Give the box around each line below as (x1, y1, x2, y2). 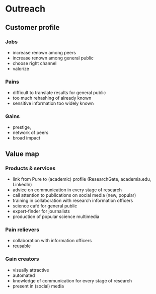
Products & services (5, 165, 56, 172)
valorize (12, 65, 29, 71)
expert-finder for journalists (12, 208, 70, 214)
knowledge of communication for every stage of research (12, 277, 132, 283)
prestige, (12, 124, 31, 130)
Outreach (5, 3, 46, 15)
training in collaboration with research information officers (12, 197, 133, 204)
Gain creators (5, 255, 39, 262)
